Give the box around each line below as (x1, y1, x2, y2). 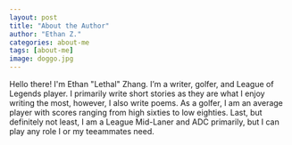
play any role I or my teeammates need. (9, 126, 154, 136)
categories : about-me (9, 37, 90, 47)
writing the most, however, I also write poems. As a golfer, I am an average (9, 98, 284, 108)
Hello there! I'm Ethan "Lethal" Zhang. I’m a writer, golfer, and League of (9, 79, 274, 89)
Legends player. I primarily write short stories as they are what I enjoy (9, 88, 265, 99)
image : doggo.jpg (9, 54, 74, 63)
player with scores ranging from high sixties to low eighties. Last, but (9, 108, 263, 117)
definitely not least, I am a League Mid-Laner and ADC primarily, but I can (9, 117, 279, 127)
